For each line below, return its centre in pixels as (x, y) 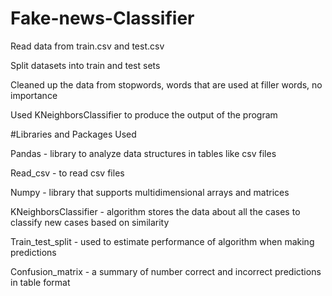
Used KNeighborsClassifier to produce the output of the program (144, 114)
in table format (40, 282)
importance (34, 95)
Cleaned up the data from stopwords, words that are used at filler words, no (166, 84)
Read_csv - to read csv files (67, 173)
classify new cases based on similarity (90, 222)
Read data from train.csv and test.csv (87, 46)
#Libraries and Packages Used (73, 134)
